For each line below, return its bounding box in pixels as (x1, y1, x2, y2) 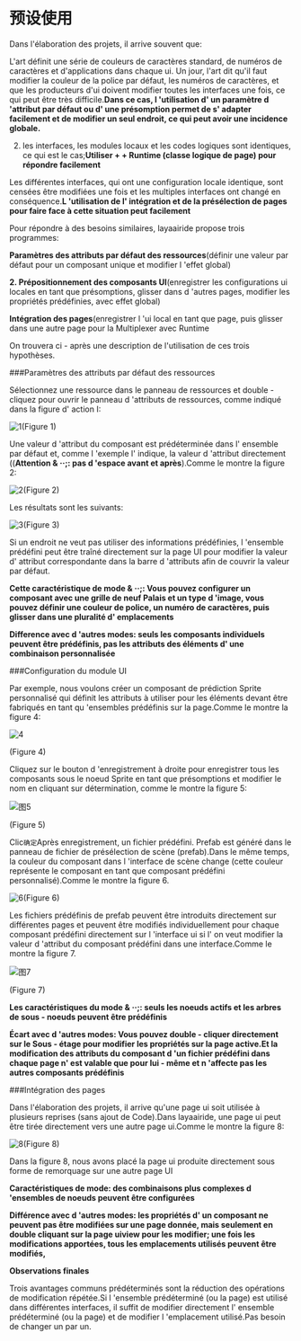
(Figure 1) (21, 421, 57, 431)
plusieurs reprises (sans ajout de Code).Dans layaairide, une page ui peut (9, 1111, 281, 1122)
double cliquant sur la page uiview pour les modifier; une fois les (9, 1229, 256, 1239)
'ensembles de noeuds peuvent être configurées (9, 1192, 195, 1203)
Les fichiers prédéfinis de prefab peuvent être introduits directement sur (9, 910, 277, 920)
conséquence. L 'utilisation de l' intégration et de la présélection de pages (9, 195, 288, 207)
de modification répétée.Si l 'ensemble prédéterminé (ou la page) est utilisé (9, 1292, 288, 1303)
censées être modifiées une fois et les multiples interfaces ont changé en (9, 186, 281, 197)
